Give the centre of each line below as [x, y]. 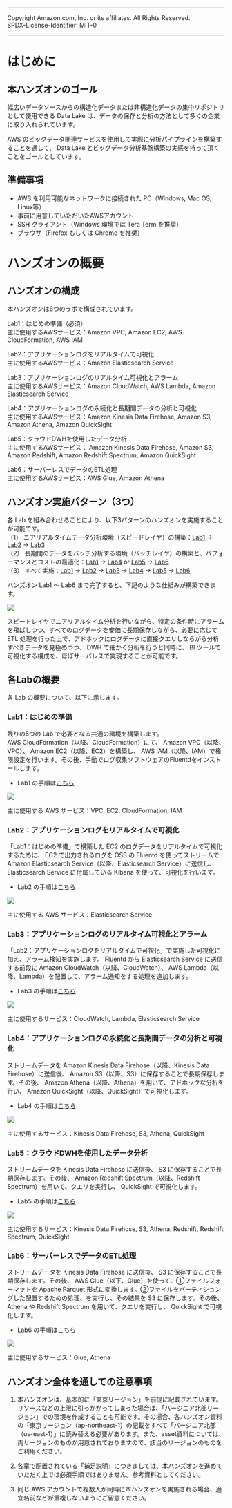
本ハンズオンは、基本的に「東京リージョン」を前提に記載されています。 [119, 1400]
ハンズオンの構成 [43, 291]
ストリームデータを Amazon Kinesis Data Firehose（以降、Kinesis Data [108, 1065]
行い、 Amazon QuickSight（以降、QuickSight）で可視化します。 [100, 1091]
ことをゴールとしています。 [46, 156]
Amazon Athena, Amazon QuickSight [60, 424]
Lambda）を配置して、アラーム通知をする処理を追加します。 [106, 976]
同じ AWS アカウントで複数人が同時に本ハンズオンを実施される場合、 [116, 1489]
